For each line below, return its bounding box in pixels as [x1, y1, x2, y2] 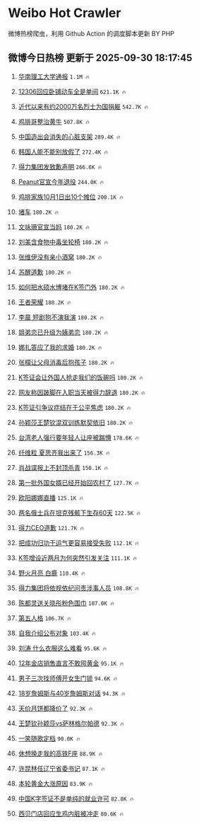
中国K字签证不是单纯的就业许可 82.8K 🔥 [18, 794, 134, 803]
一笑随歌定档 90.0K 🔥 [18, 734, 80, 743]
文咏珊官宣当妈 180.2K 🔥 [18, 222, 90, 231]
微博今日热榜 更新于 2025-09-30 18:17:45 [8, 52, 193, 64]
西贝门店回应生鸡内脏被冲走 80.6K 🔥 [18, 809, 124, 818]
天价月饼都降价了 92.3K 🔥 [18, 704, 93, 712]
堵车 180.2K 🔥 [18, 207, 59, 216]
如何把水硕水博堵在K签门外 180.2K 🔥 [18, 282, 125, 291]
